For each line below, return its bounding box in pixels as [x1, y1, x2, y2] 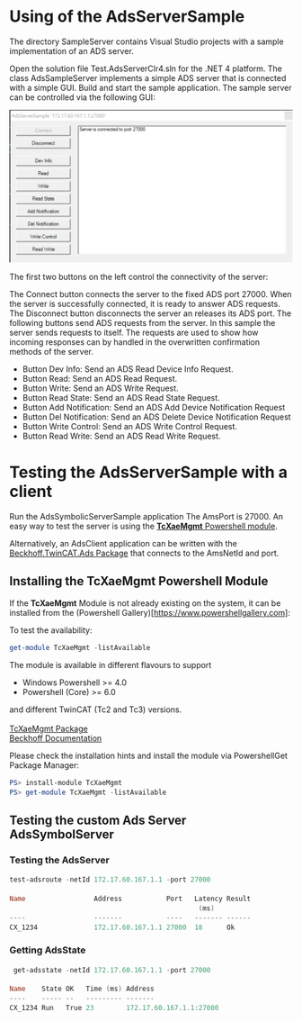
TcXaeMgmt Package [9, 723, 88, 734]
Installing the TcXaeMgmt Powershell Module [9, 574, 269, 589]
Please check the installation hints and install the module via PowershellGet [9, 750, 288, 761]
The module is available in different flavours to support [9, 659, 212, 670]
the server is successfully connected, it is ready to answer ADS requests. [9, 299, 280, 310]
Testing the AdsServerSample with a [9, 462, 289, 483]
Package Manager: [9, 759, 79, 771]
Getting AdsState [9, 944, 86, 956]
